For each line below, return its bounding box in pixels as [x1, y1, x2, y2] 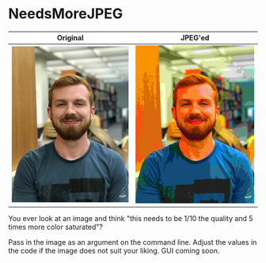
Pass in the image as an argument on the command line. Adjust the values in [8, 237, 257, 246]
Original [56, 33, 85, 43]
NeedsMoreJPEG [8, 5, 123, 23]
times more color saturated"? [8, 222, 104, 231]
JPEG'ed [180, 33, 210, 43]
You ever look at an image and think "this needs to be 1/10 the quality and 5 [8, 213, 253, 223]
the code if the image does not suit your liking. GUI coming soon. [8, 246, 220, 255]
